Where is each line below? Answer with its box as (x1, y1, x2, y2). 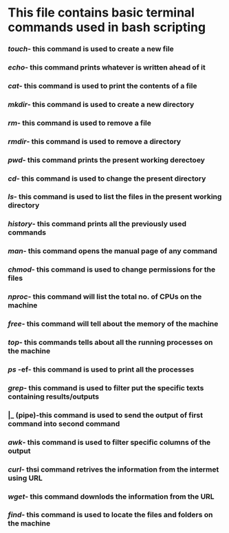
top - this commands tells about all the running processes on (8, 338, 213, 348)
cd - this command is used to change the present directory (8, 174, 206, 183)
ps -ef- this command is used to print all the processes (8, 364, 195, 374)
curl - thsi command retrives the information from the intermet (8, 464, 219, 474)
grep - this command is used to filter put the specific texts (8, 383, 204, 392)
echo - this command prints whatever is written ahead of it (8, 63, 206, 72)
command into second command (8, 419, 120, 428)
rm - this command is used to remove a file (8, 118, 152, 128)
